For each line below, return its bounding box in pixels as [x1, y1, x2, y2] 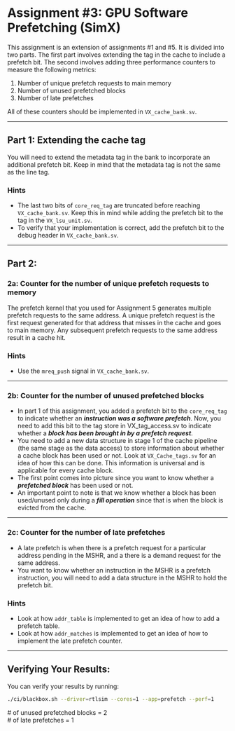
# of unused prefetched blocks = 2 [7, 708, 108, 716]
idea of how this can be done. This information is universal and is [17, 459, 205, 467]
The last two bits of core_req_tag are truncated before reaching [17, 201, 201, 210]
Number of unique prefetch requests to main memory [17, 78, 171, 87]
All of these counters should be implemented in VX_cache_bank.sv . [7, 107, 197, 116]
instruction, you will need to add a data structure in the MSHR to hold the [17, 573, 227, 582]
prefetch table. [17, 622, 60, 630]
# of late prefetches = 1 [7, 716, 74, 724]
